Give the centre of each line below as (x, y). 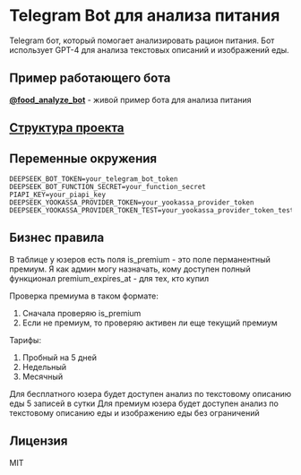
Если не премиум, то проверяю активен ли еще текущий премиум (150, 323)
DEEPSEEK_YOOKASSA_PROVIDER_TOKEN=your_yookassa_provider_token (132, 203)
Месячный (43, 376)
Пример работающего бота (90, 78)
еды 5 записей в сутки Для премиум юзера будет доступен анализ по (144, 403)
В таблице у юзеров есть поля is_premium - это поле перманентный (140, 259)
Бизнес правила (57, 238)
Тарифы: (26, 340)
